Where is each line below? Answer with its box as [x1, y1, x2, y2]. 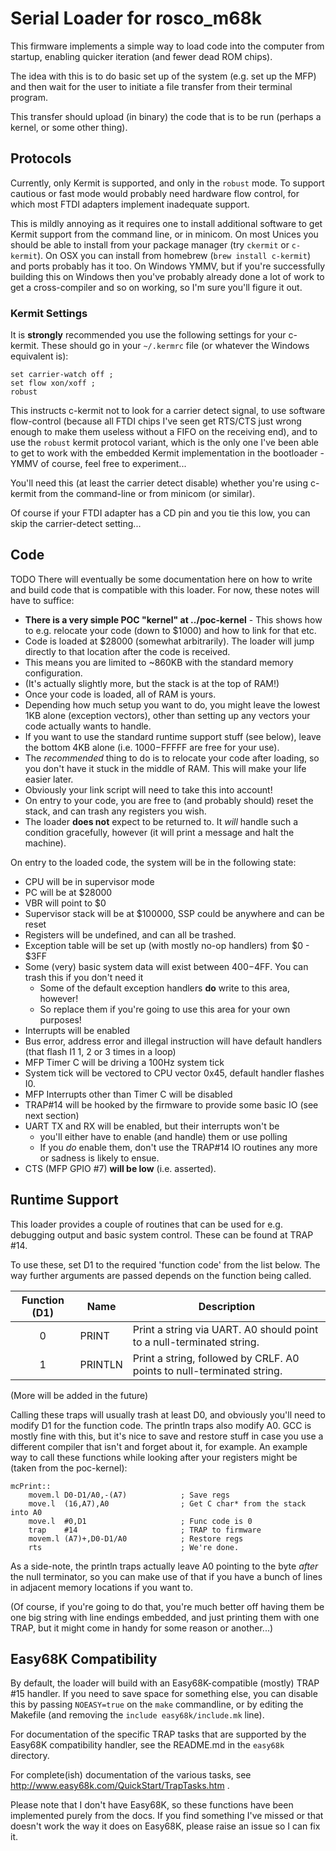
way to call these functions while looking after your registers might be [10, 1451, 298, 1463]
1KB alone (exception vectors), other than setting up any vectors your [24, 709, 311, 721]
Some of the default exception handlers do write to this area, [39, 982, 290, 994]
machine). [24, 837, 67, 849]
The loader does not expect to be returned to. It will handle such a [24, 815, 298, 827]
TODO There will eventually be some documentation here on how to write [10, 573, 313, 585]
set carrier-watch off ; [10, 370, 114, 380]
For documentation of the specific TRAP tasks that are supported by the [10, 1728, 307, 1741]
